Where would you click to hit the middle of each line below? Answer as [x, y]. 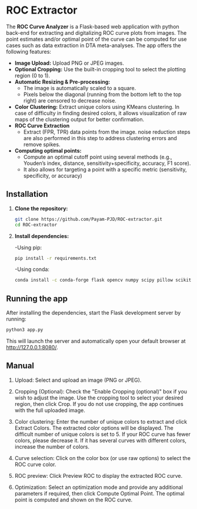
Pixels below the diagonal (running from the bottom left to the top [102, 94]
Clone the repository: [41, 208]
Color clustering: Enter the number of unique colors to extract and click [101, 421]
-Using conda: [32, 269]
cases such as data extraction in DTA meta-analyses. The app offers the [94, 45]
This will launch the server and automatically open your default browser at [96, 341]
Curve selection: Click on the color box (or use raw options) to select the [103, 458]
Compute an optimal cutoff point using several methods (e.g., [98, 157]
